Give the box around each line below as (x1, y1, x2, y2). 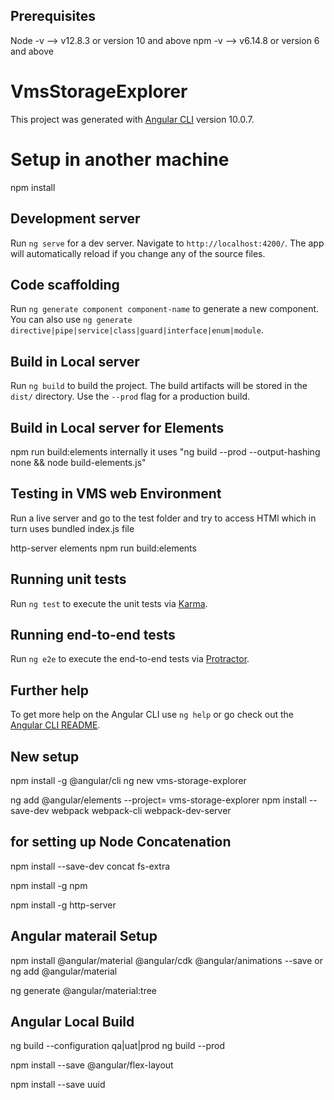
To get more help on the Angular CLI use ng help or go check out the (10, 709, 294, 721)
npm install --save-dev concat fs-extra (10, 860, 171, 872)
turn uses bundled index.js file (10, 522, 135, 534)
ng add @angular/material (10, 965, 118, 977)
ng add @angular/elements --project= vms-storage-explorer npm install (10, 794, 307, 806)
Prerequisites (10, 8, 96, 25)
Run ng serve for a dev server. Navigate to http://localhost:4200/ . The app (10, 237, 325, 249)
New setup (10, 748, 80, 765)
